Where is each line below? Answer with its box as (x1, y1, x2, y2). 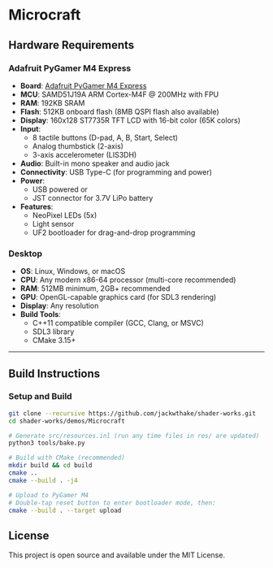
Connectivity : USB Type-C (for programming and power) (19, 167, 213, 176)
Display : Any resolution (19, 301, 99, 310)
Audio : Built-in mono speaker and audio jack (19, 158, 171, 168)
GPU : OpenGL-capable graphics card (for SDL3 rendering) (19, 293, 217, 302)
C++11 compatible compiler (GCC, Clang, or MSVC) (32, 319, 205, 328)
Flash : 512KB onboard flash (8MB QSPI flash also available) (19, 106, 219, 116)
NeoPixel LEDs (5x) (32, 210, 97, 220)
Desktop (8, 248, 43, 259)
